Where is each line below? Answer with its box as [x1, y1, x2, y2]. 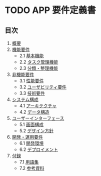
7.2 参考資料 [19, 165, 44, 171]
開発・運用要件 [11, 134, 43, 140]
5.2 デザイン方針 [19, 128, 54, 133]
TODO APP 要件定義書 [4, 4, 96, 16]
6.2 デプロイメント [19, 146, 58, 152]
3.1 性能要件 [19, 78, 44, 83]
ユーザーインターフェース [11, 115, 64, 121]
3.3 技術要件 [19, 90, 45, 96]
